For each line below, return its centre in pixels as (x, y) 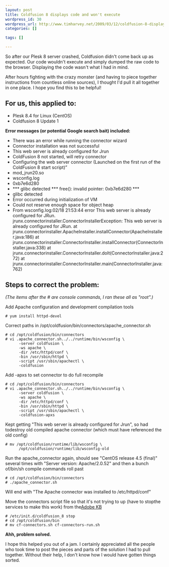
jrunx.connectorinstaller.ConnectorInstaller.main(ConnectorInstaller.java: (87, 264)
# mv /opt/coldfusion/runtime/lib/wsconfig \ (54, 444)
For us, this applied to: (41, 104)
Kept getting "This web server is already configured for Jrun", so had (77, 424)
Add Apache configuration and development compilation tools (70, 307)
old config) (17, 435)
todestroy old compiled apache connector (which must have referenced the (83, 429)
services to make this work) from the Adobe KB (54, 507)
